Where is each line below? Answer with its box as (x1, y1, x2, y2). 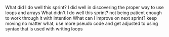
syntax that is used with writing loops (5, 26, 83, 32)
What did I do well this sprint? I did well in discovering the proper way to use (5, 5, 164, 10)
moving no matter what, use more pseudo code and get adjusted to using (5, 20, 158, 26)
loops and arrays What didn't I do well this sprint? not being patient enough (5, 10, 162, 16)
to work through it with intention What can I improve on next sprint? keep (5, 15, 157, 21)
